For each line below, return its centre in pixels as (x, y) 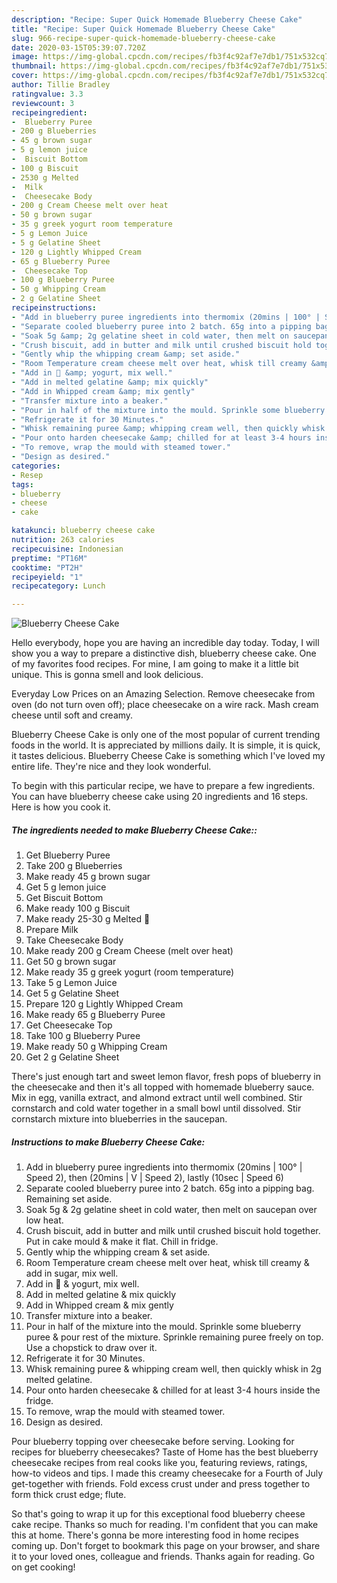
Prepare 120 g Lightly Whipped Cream (104, 1004)
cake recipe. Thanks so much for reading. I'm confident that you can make (165, 1525)
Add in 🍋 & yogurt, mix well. (82, 1284)
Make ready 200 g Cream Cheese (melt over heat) (129, 951)
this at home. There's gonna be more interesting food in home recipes (155, 1535)
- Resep (27, 475)
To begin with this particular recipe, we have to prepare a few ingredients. (163, 786)
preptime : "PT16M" (49, 558)
